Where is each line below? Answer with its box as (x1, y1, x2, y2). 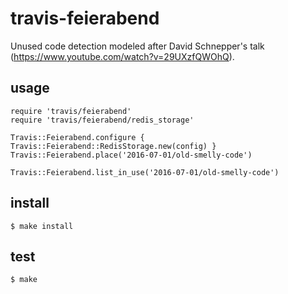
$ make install (10, 221, 74, 231)
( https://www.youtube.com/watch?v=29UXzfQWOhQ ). (10, 50, 235, 62)
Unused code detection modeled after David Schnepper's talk (10, 40, 265, 52)
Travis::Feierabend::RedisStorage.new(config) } (10, 141, 217, 151)
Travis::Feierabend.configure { (10, 132, 145, 142)
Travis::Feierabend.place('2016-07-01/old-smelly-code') (10, 150, 253, 160)
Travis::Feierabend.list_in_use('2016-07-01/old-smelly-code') (10, 167, 280, 177)
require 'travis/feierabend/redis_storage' (10, 115, 195, 125)
